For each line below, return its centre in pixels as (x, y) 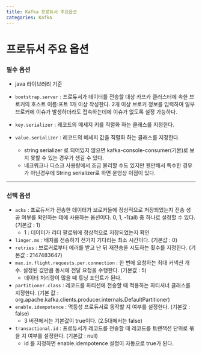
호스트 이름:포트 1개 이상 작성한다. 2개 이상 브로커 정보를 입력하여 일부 (113, 104)
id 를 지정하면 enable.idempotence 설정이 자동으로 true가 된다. (99, 343)
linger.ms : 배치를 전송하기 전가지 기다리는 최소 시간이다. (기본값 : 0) (96, 240)
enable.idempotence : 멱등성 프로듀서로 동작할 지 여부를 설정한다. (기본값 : (103, 307)
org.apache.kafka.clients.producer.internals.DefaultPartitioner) (92, 300)
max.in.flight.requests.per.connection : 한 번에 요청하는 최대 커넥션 (99, 262)
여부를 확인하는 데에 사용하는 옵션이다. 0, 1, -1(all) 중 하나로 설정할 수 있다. (108, 217)
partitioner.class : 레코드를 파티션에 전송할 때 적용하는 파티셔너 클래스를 (103, 285)
